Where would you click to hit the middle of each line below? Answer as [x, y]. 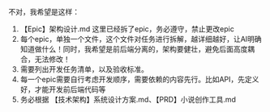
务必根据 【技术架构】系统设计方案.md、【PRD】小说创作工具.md [128, 100]
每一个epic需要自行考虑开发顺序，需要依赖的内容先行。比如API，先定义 [139, 79]
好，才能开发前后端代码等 [63, 89]
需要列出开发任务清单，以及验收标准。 [84, 69]
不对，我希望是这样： [44, 12]
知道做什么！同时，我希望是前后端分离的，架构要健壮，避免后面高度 [134, 49]
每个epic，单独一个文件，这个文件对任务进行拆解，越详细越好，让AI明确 [141, 39]
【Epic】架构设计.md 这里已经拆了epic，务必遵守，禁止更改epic [127, 29]
